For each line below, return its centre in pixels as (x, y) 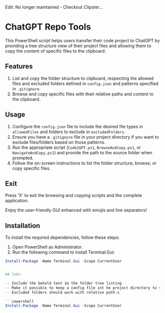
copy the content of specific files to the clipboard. (56, 51)
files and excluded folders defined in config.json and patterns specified (85, 84)
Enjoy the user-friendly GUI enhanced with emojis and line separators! (76, 210)
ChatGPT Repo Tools (48, 27)
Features (19, 67)
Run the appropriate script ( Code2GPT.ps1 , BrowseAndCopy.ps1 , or (77, 147)
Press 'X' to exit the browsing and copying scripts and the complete (74, 196)
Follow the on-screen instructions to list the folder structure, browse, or (84, 163)
